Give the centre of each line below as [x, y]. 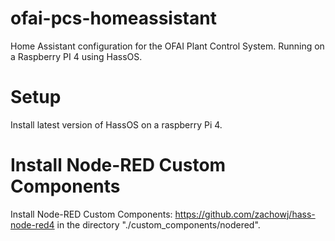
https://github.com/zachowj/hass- [245, 214]
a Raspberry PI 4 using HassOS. [76, 56]
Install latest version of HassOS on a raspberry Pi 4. [116, 124]
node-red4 [32, 224]
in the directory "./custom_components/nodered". [158, 224]
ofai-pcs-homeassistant [113, 18]
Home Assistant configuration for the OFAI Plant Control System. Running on [167, 46]
